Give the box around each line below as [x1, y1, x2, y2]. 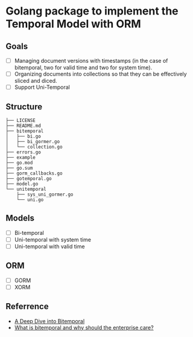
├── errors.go [5, 149, 42, 155]
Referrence [5, 301, 49, 312]
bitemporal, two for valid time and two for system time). [14, 64, 153, 71]
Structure [5, 101, 43, 112]
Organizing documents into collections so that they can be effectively [14, 71, 188, 78]
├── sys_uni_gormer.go [16, 191, 74, 197]
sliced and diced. [14, 77, 58, 85]
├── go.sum [5, 165, 33, 171]
